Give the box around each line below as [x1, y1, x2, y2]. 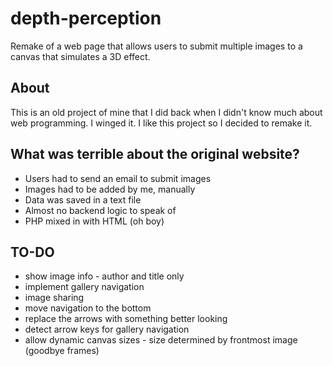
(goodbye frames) [24, 345, 100, 357]
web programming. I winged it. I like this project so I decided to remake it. [10, 117, 313, 129]
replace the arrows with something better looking [24, 313, 228, 325]
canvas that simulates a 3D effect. [10, 50, 151, 62]
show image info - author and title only [24, 270, 185, 282]
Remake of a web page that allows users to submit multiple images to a [10, 40, 303, 52]
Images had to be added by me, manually [24, 183, 196, 195]
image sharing [24, 292, 85, 304]
